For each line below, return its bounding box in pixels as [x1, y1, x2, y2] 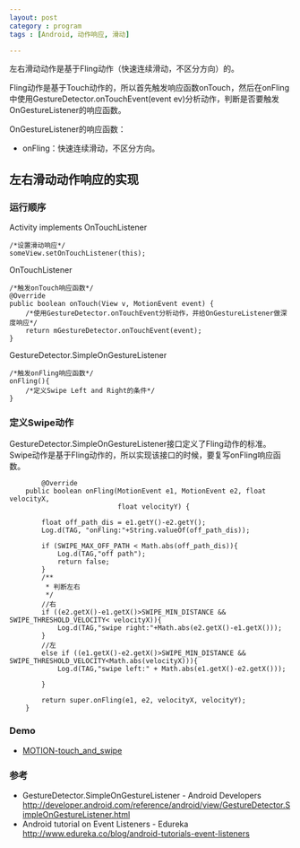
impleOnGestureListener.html [21, 809, 131, 819]
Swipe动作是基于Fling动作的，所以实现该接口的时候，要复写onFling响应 [9, 450, 274, 460]
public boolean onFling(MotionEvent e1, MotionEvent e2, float [25, 486, 267, 496]
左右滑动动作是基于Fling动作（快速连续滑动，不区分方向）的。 [9, 64, 239, 74]
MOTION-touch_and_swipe [21, 745, 123, 756]
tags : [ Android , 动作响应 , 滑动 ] [9, 30, 130, 39]
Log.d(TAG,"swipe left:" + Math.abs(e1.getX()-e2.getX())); [56, 665, 287, 674]
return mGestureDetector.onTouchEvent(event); [25, 327, 202, 336]
